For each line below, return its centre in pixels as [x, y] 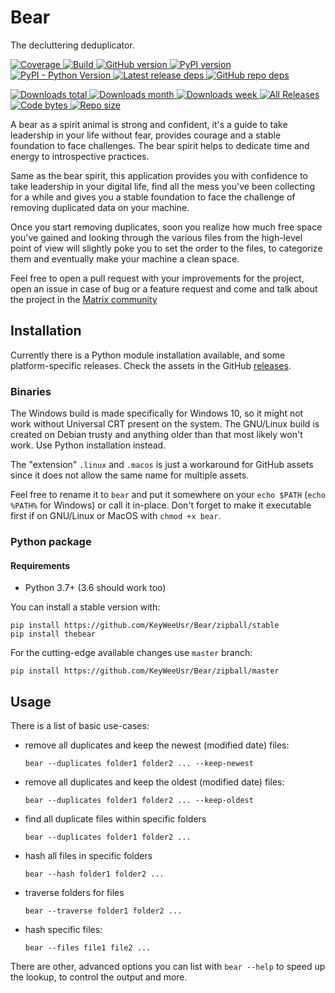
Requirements [40, 565]
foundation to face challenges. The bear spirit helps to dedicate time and [160, 145]
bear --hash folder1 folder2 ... [94, 874]
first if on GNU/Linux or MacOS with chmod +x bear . [116, 516]
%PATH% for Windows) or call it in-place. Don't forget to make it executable [161, 505]
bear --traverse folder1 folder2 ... [103, 911]
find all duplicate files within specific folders [115, 818]
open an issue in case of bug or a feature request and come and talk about [164, 288]
